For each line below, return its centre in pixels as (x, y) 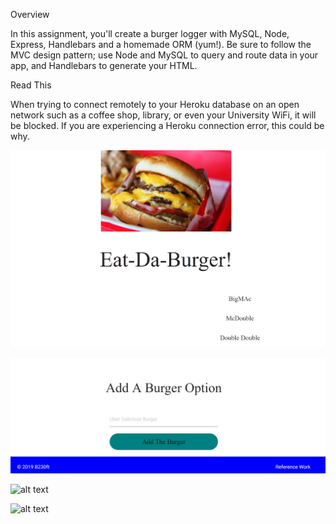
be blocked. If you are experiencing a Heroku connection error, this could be (167, 125)
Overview (30, 14)
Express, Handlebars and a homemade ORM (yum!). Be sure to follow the (161, 44)
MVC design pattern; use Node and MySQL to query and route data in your (164, 55)
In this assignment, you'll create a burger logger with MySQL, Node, (150, 33)
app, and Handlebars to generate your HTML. (104, 65)
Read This (31, 85)
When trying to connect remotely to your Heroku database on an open (155, 104)
